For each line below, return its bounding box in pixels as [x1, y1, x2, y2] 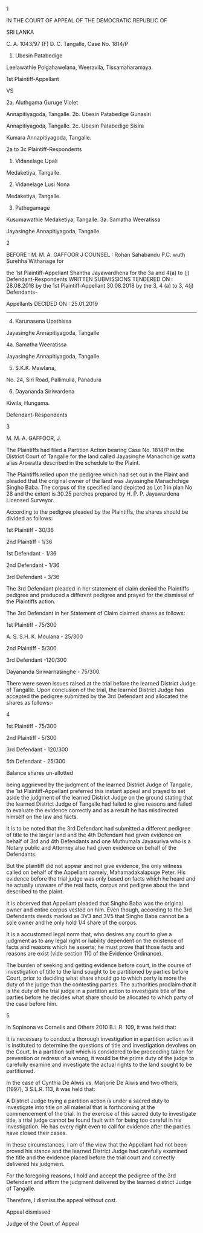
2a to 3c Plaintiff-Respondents [6, 146, 82, 153]
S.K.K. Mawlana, [14, 364, 56, 371]
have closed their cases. [6, 1130, 68, 1136]
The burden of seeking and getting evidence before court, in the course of [6, 962, 192, 969]
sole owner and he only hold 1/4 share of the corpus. [6, 919, 138, 926]
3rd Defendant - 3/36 [6, 574, 60, 580]
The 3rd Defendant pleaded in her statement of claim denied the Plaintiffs [6, 585, 189, 592]
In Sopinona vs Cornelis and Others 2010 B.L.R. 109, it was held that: [6, 1024, 176, 1031]
